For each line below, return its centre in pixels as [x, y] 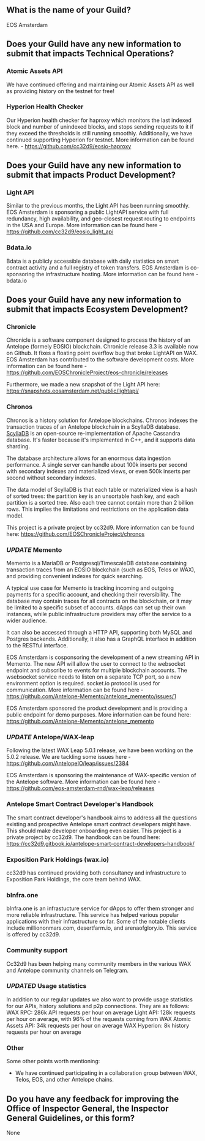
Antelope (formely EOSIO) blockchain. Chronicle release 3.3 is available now [102, 347]
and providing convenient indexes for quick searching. [75, 576]
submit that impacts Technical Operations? [90, 54]
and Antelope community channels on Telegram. [67, 970]
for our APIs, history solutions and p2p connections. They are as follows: [98, 1006]
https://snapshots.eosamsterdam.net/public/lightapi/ [73, 391]
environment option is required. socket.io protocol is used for [83, 683]
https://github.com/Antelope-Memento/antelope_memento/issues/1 [91, 696]
